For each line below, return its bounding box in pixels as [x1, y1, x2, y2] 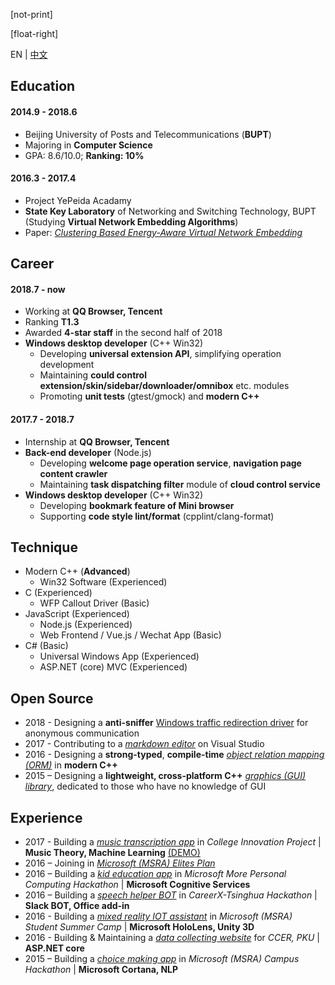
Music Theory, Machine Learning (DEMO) [24, 847, 201, 859]
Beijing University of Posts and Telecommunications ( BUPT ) [24, 128, 272, 140]
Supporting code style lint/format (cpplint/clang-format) [39, 510, 275, 522]
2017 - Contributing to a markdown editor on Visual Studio [24, 738, 265, 750]
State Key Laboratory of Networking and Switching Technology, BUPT [24, 205, 317, 217]
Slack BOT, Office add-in [24, 900, 130, 912]
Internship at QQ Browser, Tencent [24, 435, 170, 448]
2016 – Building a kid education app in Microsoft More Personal [24, 868, 287, 880]
